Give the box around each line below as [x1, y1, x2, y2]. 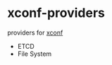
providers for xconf [7, 28, 63, 37]
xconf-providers [7, 5, 106, 21]
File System [17, 49, 52, 58]
